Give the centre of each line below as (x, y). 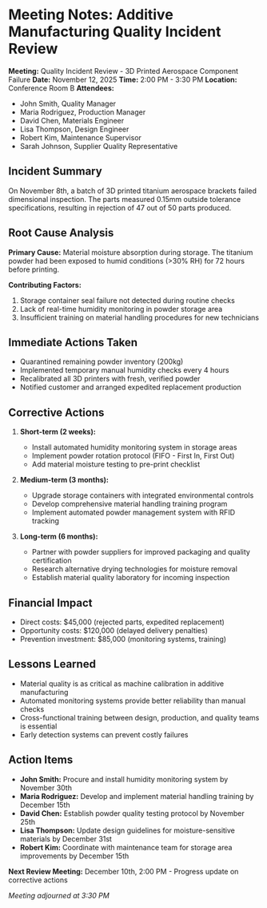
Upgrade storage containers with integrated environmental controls (143, 495)
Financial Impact (50, 603)
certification (52, 561)
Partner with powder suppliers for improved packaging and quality (141, 552)
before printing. (34, 269)
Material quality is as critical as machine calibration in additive (122, 684)
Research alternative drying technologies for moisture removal (135, 569)
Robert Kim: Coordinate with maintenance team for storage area (126, 847)
